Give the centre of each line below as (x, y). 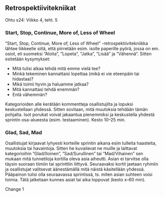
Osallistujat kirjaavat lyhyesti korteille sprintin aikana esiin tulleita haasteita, (81, 143)
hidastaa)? (23, 79)
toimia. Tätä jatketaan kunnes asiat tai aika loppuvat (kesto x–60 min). (75, 180)
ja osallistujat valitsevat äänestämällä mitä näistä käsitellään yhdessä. (75, 169)
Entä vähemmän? (30, 95)
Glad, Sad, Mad (24, 133)
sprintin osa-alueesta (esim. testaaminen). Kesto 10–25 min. (66, 120)
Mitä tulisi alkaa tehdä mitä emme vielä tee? (56, 69)
